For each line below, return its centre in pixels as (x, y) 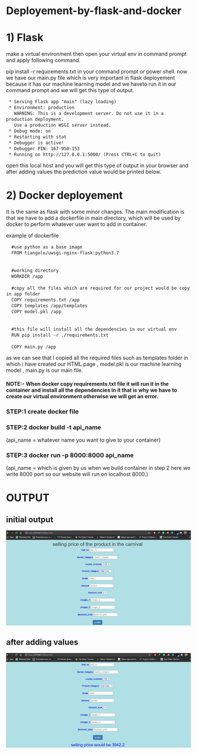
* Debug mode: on (30, 131)
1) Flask (25, 38)
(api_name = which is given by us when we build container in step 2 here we (98, 468)
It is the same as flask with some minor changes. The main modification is (95, 212)
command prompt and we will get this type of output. (70, 90)
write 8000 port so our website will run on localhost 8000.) (77, 474)
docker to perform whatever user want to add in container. (77, 224)
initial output (30, 519)
